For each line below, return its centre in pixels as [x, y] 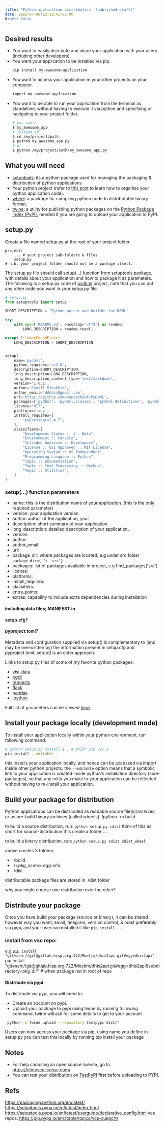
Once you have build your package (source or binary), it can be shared [77, 917]
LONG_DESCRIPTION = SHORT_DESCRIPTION [54, 343]
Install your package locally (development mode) [82, 723]
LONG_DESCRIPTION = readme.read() [58, 329]
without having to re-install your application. [50, 784]
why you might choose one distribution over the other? [60, 890]
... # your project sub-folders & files [56, 255]
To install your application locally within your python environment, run [75, 735]
